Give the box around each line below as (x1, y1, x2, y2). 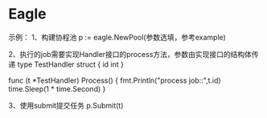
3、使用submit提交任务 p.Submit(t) (8, 100, 124, 110)
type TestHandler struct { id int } (17, 59, 125, 69)
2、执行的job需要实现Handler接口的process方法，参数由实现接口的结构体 (8, 49, 252, 59)
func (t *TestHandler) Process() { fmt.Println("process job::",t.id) (8, 75, 221, 85)
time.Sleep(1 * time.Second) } (8, 83, 106, 93)
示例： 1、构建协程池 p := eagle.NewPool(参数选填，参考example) (8, 32, 227, 42)
